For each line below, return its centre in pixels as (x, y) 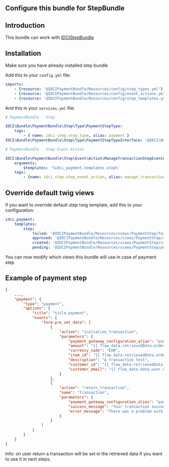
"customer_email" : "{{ (92, 369)
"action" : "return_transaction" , (94, 388)
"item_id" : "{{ (84, 355)
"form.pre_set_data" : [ (66, 323)
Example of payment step (46, 278)
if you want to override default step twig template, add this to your (74, 205)
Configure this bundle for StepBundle (65, 8)
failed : (40, 233)
